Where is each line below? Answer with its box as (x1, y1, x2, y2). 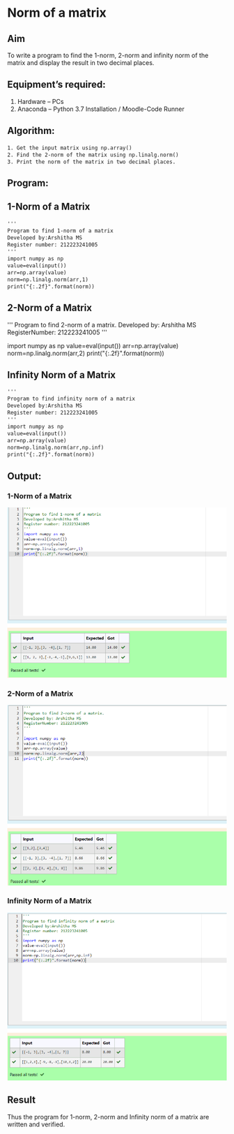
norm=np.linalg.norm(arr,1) (7, 276, 89, 283)
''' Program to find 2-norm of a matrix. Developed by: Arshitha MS (7, 320, 196, 329)
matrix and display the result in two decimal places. (7, 59, 155, 67)
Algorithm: (7, 125, 55, 137)
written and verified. (7, 1120, 65, 1128)
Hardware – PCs (17, 97, 64, 105)
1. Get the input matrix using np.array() (7, 144, 132, 151)
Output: (7, 470, 42, 482)
